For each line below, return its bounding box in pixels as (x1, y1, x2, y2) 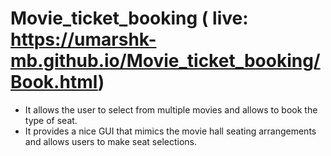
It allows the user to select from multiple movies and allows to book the (24, 103, 318, 116)
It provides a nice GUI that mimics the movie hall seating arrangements (24, 125, 317, 137)
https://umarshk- (10, 28, 157, 51)
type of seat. (24, 114, 78, 126)
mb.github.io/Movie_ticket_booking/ (10, 50, 321, 72)
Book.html (10, 71, 98, 94)
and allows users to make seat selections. (24, 135, 198, 147)
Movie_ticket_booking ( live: (10, 7, 249, 30)
